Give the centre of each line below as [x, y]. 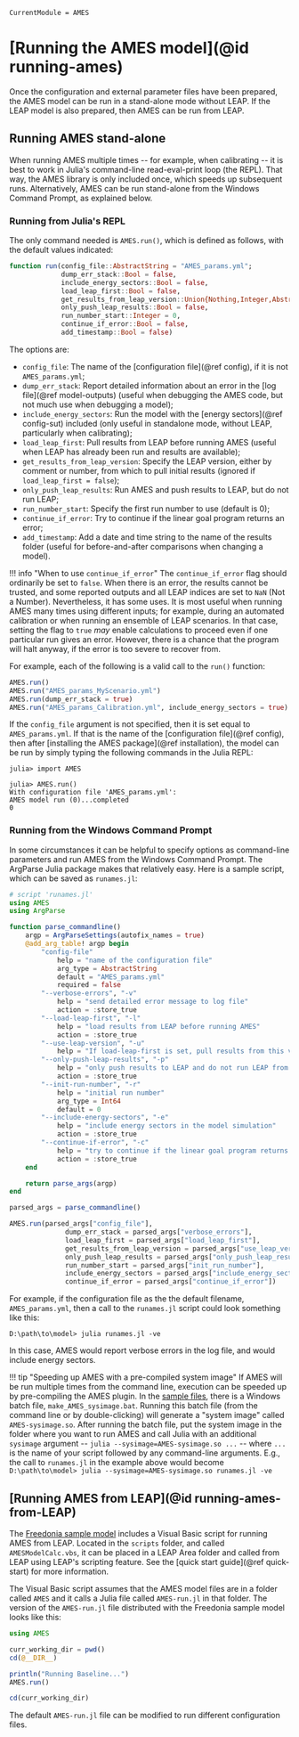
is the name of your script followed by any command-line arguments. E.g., [145, 1453]
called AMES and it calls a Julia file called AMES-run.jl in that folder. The [138, 1598]
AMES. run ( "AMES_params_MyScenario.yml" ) [85, 690]
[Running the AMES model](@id [129, 48]
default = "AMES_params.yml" [111, 977]
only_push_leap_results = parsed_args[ [139, 1257]
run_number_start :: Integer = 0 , [121, 316]
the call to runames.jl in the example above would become [117, 1463]
